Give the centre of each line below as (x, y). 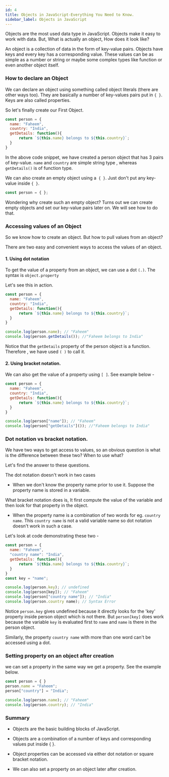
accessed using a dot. (28, 643)
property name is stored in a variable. (51, 490)
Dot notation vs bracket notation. (47, 439)
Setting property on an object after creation (60, 656)
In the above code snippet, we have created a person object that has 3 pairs (84, 157)
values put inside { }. (34, 744)
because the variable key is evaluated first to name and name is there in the (81, 622)
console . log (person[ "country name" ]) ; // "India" (59, 597)
